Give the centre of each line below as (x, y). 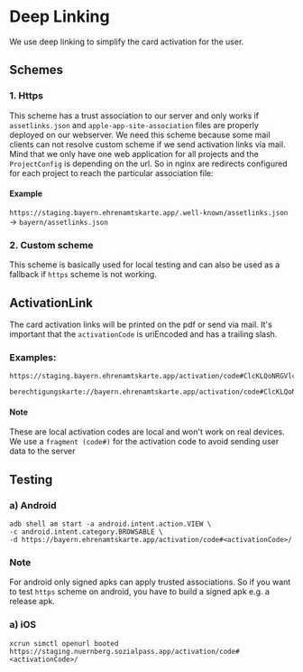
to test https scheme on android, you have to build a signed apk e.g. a (140, 592)
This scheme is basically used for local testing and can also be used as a (145, 265)
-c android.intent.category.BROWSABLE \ (87, 532)
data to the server (42, 451)
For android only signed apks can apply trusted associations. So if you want (150, 582)
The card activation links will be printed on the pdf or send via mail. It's (141, 324)
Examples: (33, 357)
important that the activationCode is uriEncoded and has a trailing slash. (143, 334)
